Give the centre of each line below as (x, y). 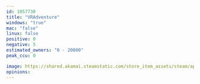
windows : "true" (26, 22)
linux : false (22, 34)
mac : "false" (22, 28)
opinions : (18, 72)
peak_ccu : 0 (21, 56)
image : (14, 66)
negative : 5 (21, 45)
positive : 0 (21, 39)
